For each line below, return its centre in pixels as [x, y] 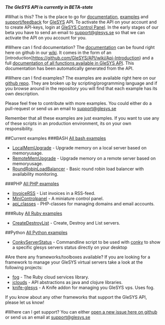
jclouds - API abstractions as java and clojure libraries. [67, 282]
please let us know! [25, 302]
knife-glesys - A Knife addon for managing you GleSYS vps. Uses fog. [83, 287]
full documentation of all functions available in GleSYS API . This [70, 63]
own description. [22, 94]
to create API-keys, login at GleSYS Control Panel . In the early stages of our [82, 27]
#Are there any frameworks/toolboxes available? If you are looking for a [78, 257]
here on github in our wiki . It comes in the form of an [58, 52]
